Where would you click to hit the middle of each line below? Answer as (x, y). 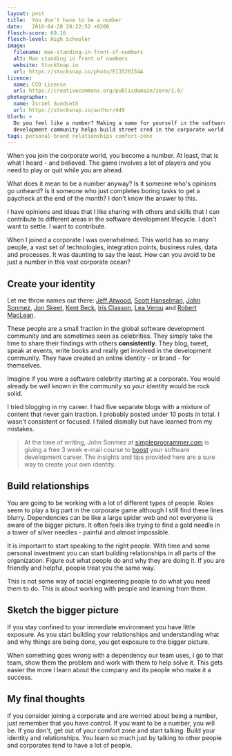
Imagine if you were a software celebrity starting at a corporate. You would (114, 379)
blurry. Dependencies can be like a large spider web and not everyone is (110, 517)
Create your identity (51, 283)
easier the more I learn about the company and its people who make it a (109, 669)
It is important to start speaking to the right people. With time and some (109, 546)
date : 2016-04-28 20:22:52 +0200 (58, 26)
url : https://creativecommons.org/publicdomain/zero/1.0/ (99, 91)
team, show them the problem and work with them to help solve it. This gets (115, 663)
